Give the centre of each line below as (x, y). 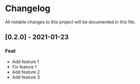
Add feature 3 (26, 77)
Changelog (28, 8)
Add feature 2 (26, 72)
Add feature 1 (26, 62)
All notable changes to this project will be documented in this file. (70, 22)
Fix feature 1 (24, 67)
